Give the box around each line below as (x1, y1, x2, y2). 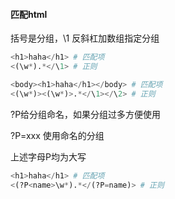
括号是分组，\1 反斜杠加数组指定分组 (10, 32, 160, 44)
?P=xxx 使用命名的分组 (10, 129, 105, 141)
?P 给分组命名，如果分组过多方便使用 (10, 108, 162, 120)
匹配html (10, 8, 48, 20)
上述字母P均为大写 (10, 150, 87, 163)
